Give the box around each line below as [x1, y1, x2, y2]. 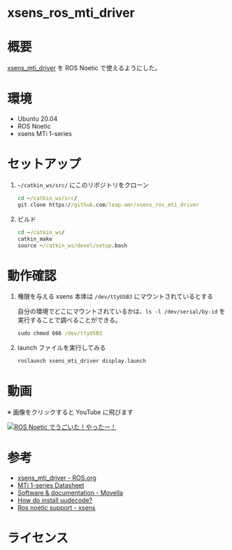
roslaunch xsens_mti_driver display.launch [17, 358, 147, 365]
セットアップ [7, 156, 82, 173]
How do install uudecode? [17, 496, 93, 504]
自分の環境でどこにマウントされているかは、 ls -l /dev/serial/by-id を [17, 307, 226, 316]
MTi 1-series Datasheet [17, 481, 85, 489]
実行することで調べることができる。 [17, 316, 122, 324]
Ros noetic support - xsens [17, 503, 96, 511]
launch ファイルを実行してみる [17, 344, 106, 352]
